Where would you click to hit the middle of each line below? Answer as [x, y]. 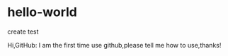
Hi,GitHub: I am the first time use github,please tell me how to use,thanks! [114, 45]
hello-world [42, 12]
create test [23, 31]
